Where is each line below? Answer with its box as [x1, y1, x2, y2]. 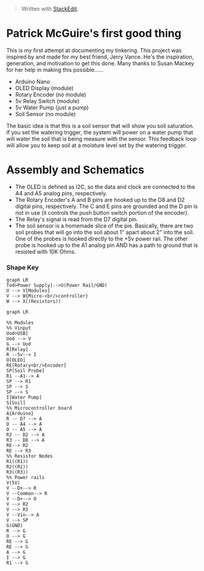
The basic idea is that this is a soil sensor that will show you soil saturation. [6, 122, 194, 129]
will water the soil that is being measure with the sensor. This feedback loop [6, 135, 197, 142]
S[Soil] [6, 400, 26, 406]
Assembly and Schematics [6, 163, 144, 177]
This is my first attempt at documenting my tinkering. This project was [6, 46, 181, 54]
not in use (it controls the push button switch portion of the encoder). [15, 209, 189, 216]
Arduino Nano [15, 77, 51, 85]
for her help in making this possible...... [6, 66, 104, 73]
